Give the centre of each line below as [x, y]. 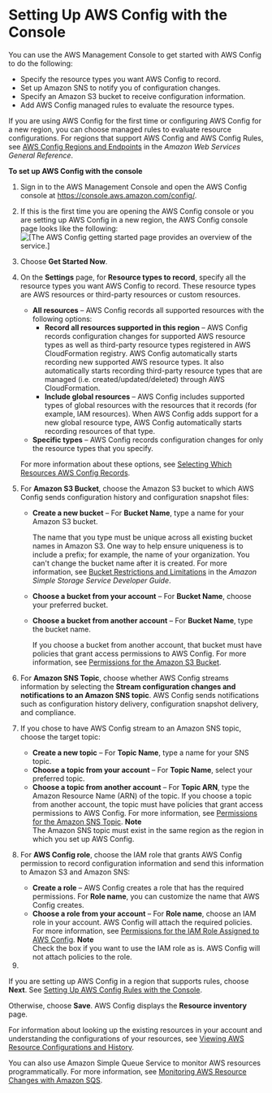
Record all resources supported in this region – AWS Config [146, 327]
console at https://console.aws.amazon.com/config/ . [108, 195]
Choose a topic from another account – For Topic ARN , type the [141, 787]
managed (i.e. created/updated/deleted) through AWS [135, 379]
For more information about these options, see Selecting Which [126, 464]
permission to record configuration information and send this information [142, 863]
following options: [62, 319]
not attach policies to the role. [82, 956]
